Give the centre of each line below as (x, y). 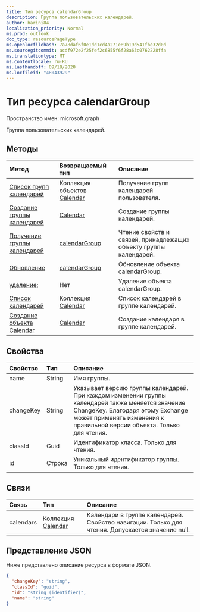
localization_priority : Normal (45, 28)
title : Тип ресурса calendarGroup (49, 12)
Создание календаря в (151, 319)
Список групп (29, 187)
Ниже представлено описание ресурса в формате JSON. (79, 565)
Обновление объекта (149, 264)
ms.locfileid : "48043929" (38, 73)
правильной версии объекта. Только (127, 425)
